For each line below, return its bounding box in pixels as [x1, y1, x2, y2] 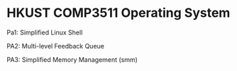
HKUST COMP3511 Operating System [6, 5, 231, 21]
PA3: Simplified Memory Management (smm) [6, 55, 138, 64]
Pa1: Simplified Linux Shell [6, 28, 83, 37]
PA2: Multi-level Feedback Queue [6, 41, 104, 50]
